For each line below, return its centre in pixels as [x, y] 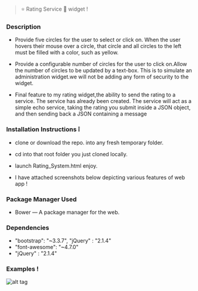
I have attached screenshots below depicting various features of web [100, 177]
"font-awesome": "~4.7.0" [47, 247]
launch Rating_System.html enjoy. [56, 166]
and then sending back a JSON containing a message [81, 114]
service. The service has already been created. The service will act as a [103, 101]
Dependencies [28, 228]
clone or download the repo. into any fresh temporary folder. [89, 143]
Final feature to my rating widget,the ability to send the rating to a [95, 95]
